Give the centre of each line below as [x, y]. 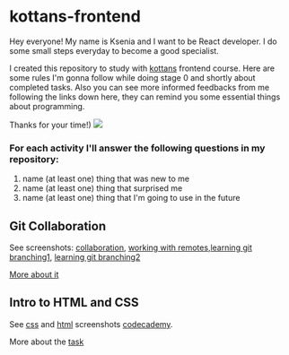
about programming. [47, 106]
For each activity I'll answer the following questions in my [137, 148]
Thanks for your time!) [50, 125]
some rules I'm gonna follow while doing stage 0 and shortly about [132, 77]
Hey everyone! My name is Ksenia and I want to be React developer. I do [143, 41]
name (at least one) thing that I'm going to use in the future [131, 198]
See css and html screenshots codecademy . [91, 324]
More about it [34, 274]
